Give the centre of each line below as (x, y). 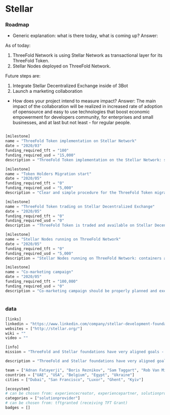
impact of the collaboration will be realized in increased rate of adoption (88, 107)
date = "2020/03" (24, 146)
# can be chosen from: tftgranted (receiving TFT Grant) (67, 403)
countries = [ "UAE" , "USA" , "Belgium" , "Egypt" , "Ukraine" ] (70, 375)
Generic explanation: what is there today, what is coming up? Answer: (85, 36)
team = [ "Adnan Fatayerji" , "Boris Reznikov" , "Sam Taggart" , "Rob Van (82, 370)
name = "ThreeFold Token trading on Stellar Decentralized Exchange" (80, 206)
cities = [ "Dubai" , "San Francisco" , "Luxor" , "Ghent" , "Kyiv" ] (74, 379)
